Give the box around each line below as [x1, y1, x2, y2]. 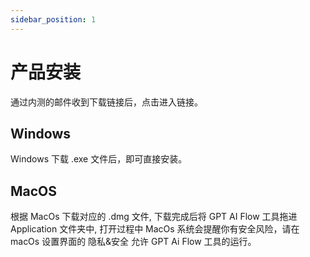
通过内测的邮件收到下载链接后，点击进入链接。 [10, 96, 203, 108]
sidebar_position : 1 [10, 14, 97, 25]
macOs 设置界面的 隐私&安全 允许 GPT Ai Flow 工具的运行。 [10, 236, 257, 248]
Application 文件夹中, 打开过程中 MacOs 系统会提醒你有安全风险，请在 [10, 223, 300, 235]
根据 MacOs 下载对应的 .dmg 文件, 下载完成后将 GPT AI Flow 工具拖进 [10, 211, 298, 223]
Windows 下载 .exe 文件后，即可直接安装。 [10, 153, 188, 165]
